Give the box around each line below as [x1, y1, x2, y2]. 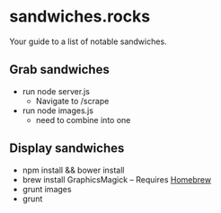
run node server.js [22, 85, 90, 96]
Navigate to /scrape [35, 95, 110, 106]
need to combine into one [35, 114, 131, 125]
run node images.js [22, 105, 94, 116]
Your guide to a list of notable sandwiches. [9, 36, 168, 47]
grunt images [22, 183, 72, 194]
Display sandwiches [9, 141, 125, 156]
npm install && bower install [22, 164, 125, 175]
